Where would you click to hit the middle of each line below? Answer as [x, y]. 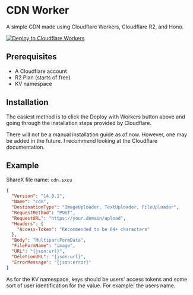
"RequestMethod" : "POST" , [44, 213]
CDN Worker [38, 10]
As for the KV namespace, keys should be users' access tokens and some [97, 279]
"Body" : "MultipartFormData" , [49, 241]
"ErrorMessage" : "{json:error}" [52, 262]
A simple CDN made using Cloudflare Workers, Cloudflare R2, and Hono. [95, 27]
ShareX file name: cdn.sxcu [39, 180]
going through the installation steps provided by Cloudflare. [79, 123]
